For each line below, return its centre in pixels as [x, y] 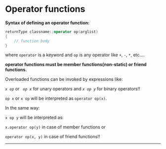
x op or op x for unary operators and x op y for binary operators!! [73, 89]
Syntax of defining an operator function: [47, 23]
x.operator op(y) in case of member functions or [56, 127]
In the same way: [22, 108]
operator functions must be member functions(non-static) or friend [76, 65]
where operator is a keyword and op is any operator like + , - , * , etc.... [75, 55]
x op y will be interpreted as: [35, 117]
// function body [32, 41]
